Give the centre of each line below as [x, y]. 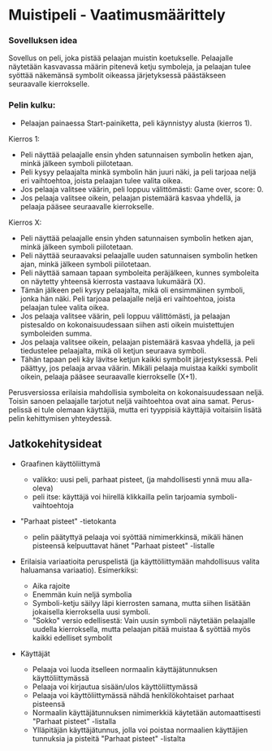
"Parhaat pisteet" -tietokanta [68, 521]
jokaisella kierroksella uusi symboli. [91, 612]
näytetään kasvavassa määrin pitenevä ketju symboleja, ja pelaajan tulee [130, 67]
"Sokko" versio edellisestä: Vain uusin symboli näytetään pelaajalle [144, 620]
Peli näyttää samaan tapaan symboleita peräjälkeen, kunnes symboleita [140, 272]
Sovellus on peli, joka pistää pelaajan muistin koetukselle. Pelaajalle [121, 58]
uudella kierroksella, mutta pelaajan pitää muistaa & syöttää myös [141, 629]
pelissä [20, 410]
